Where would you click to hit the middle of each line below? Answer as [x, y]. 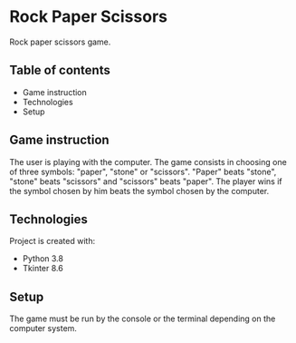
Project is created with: [53, 241]
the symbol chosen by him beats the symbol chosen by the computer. [139, 191]
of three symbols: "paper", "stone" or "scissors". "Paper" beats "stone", [143, 171]
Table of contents [60, 70]
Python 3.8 [43, 259]
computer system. [43, 328]
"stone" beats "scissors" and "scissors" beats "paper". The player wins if [146, 181]
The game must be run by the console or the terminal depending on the [143, 318]
